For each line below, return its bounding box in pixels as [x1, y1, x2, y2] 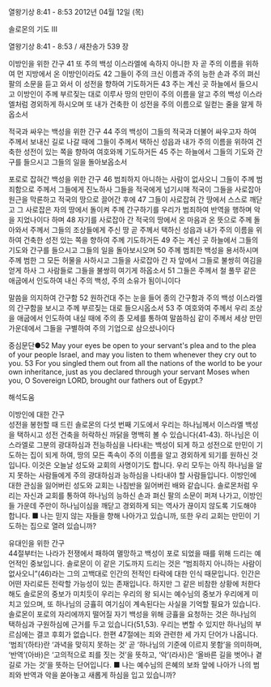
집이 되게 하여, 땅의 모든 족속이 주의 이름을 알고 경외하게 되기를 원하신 [29, 450, 250, 460]
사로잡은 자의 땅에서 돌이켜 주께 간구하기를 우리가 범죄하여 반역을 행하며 [25, 205, 252, 214]
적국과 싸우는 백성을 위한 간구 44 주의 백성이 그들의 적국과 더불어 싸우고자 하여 [8, 127, 257, 136]
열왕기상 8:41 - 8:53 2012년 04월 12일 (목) [8, 7, 144, 16]
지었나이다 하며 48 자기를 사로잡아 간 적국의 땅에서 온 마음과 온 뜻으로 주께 [16, 215, 252, 225]
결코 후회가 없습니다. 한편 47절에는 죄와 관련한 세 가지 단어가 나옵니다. [36, 629, 259, 639]
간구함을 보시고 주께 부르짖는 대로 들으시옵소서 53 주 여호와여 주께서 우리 [16, 303, 248, 312]
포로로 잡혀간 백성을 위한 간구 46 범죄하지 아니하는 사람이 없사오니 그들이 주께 [8, 174, 255, 184]
